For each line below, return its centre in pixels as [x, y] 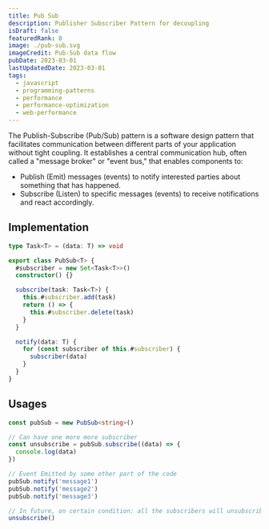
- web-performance [46, 113]
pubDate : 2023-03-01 [43, 61]
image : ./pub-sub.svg [44, 46]
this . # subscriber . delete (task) [82, 312]
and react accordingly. [57, 202]
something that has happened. [70, 185]
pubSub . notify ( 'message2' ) [53, 489]
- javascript [37, 83]
